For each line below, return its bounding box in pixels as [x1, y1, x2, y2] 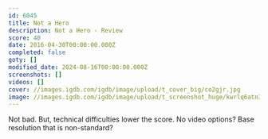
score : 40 [8, 33, 41, 42]
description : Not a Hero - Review [8, 26, 124, 34]
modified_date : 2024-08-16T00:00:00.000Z [8, 64, 148, 71]
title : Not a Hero [8, 19, 69, 27]
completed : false [8, 48, 66, 56]
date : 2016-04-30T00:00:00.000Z [8, 41, 116, 49]
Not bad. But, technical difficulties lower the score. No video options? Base [8, 114, 254, 124]
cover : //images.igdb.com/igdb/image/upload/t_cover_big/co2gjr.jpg [8, 85, 241, 94]
